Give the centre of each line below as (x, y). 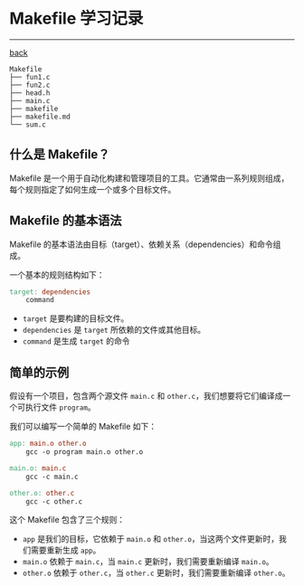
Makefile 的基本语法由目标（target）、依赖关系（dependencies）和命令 (141, 244)
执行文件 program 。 (61, 407)
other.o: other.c (42, 493)
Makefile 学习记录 (76, 19)
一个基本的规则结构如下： (57, 274)
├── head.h (30, 93)
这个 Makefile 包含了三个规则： (67, 520)
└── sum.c (28, 124)
